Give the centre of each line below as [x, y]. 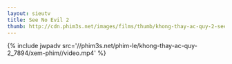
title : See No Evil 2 [38, 20]
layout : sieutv [29, 13]
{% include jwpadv [34, 46]
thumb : [17, 26]
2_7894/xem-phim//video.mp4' [52, 53]
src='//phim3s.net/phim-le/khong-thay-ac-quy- [130, 46]
